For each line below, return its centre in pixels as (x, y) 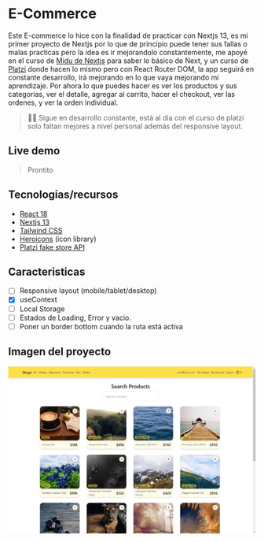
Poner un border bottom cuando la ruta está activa (101, 326)
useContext (38, 299)
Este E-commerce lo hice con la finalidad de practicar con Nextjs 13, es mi (128, 35)
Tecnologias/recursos (63, 195)
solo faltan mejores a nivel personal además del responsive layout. (135, 126)
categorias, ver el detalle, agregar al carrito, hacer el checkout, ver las (122, 94)
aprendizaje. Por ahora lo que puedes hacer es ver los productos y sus (123, 85)
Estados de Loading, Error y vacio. (75, 317)
